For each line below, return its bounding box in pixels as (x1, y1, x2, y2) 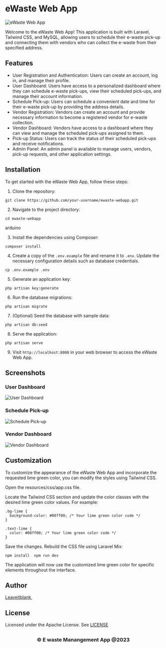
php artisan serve (5, 340, 43, 346)
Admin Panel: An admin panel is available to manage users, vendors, (12, 146, 152, 151)
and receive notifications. (12, 141, 64, 147)
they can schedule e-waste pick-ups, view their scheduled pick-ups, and (12, 88, 162, 94)
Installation (5, 165, 41, 174)
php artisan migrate (5, 304, 48, 309)
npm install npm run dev (5, 553, 58, 558)
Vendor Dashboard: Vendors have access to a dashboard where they (12, 125, 154, 131)
